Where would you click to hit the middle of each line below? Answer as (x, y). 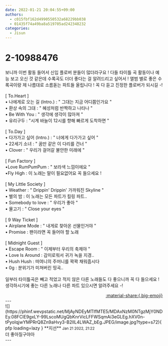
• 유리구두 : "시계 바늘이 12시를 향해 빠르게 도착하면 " (57, 120)
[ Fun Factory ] (20, 161)
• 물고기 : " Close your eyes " (35, 209)
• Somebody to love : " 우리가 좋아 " (42, 202)
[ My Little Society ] (25, 184)
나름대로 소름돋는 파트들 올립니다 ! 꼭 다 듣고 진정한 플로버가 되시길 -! (95, 85)
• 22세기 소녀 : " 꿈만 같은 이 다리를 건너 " (46, 144)
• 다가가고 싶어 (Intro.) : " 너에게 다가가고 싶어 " (52, 137)
